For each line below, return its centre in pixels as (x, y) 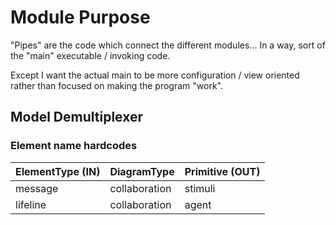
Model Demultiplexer (76, 117)
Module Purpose (80, 17)
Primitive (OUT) (222, 171)
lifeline (31, 204)
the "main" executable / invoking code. (90, 55)
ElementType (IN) (58, 171)
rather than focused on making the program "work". (116, 85)
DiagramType (142, 171)
